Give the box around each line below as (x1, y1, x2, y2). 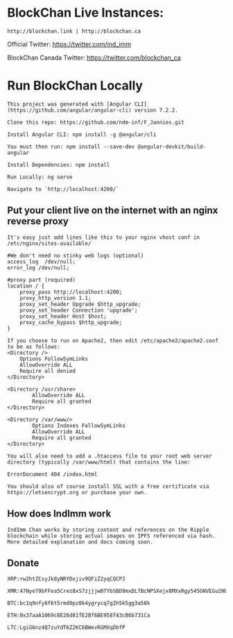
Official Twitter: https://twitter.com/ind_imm (7, 40, 132, 48)
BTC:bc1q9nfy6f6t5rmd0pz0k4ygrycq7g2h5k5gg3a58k (7, 600, 150, 607)
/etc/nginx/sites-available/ (7, 240, 92, 247)
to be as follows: (7, 343, 60, 350)
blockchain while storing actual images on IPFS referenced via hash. (7, 532, 216, 539)
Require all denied (19, 367, 76, 374)
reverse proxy (7, 215, 69, 227)
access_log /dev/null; (7, 258, 76, 265)
